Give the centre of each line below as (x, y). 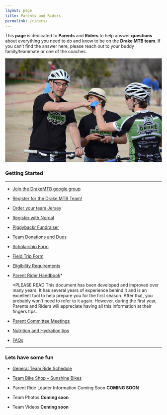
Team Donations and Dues (40, 237)
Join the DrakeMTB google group (46, 189)
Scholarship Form (30, 246)
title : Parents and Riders (33, 16)
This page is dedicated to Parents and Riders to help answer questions (79, 36)
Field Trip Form (28, 256)
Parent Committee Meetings (41, 321)
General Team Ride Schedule (42, 368)
